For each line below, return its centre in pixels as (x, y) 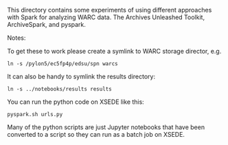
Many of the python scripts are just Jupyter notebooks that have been (106, 127)
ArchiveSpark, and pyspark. (46, 24)
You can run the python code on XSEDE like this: (76, 102)
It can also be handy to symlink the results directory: (81, 76)
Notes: (16, 38)
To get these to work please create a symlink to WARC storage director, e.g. (114, 51)
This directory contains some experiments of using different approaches (110, 10)
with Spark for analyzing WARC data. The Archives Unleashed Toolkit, (106, 17)
